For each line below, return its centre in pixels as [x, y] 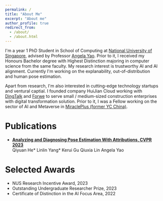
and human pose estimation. [34, 76]
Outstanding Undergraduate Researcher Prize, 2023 [64, 188]
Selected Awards [40, 170]
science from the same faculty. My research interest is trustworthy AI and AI [81, 66]
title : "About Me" [24, 14]
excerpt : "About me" [26, 18]
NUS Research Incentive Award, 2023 [50, 183]
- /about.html [24, 37]
